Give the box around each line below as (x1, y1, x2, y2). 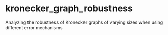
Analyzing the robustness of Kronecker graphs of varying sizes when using (5, 19, 163, 25)
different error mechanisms (5, 24, 63, 30)
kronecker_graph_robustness (5, 3, 133, 14)
